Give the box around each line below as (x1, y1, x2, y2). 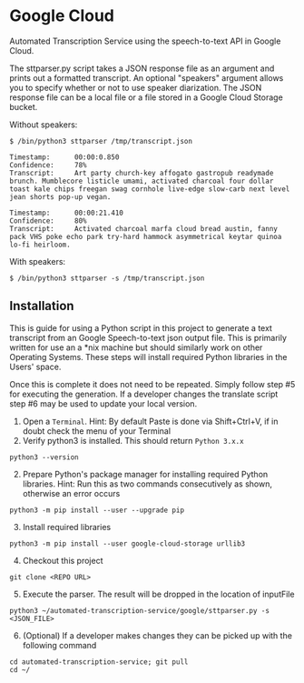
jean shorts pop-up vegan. (9, 192, 112, 201)
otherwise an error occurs (22, 487, 121, 498)
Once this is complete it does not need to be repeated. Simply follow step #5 (9, 378, 296, 389)
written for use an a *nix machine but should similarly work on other (9, 342, 263, 353)
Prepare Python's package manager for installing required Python (22, 468, 269, 479)
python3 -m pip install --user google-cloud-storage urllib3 (9, 538, 246, 548)
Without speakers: (9, 119, 78, 130)
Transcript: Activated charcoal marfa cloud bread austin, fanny (9, 224, 279, 233)
